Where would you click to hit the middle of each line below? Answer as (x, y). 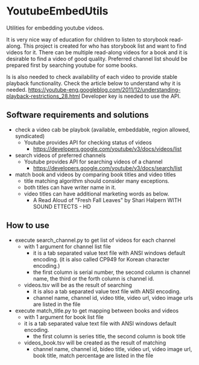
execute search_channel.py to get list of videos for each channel (95, 240)
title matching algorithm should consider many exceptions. (97, 181)
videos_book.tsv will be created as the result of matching (95, 343)
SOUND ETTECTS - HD (62, 206)
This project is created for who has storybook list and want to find (105, 46)
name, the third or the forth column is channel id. (94, 278)
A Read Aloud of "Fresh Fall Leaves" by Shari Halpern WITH (107, 200)
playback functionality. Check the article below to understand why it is (93, 83)
